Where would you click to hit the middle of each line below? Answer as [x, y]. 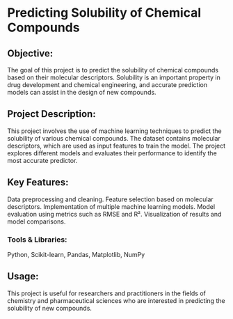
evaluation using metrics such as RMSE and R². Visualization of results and [114, 214]
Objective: [30, 53]
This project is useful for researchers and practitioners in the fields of [107, 293]
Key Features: [38, 182]
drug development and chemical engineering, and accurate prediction [107, 85]
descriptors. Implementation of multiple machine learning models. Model [111, 206]
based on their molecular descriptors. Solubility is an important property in [114, 77]
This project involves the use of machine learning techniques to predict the [114, 131]
